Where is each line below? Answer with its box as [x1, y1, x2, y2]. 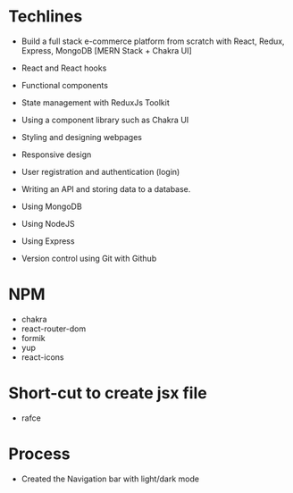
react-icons [21, 351, 64, 363]
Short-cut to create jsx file [8, 383, 207, 404]
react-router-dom [21, 323, 87, 334]
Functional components [21, 79, 109, 90]
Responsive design [21, 149, 92, 160]
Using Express [21, 235, 75, 246]
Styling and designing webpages [21, 131, 142, 142]
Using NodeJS [21, 218, 75, 229]
